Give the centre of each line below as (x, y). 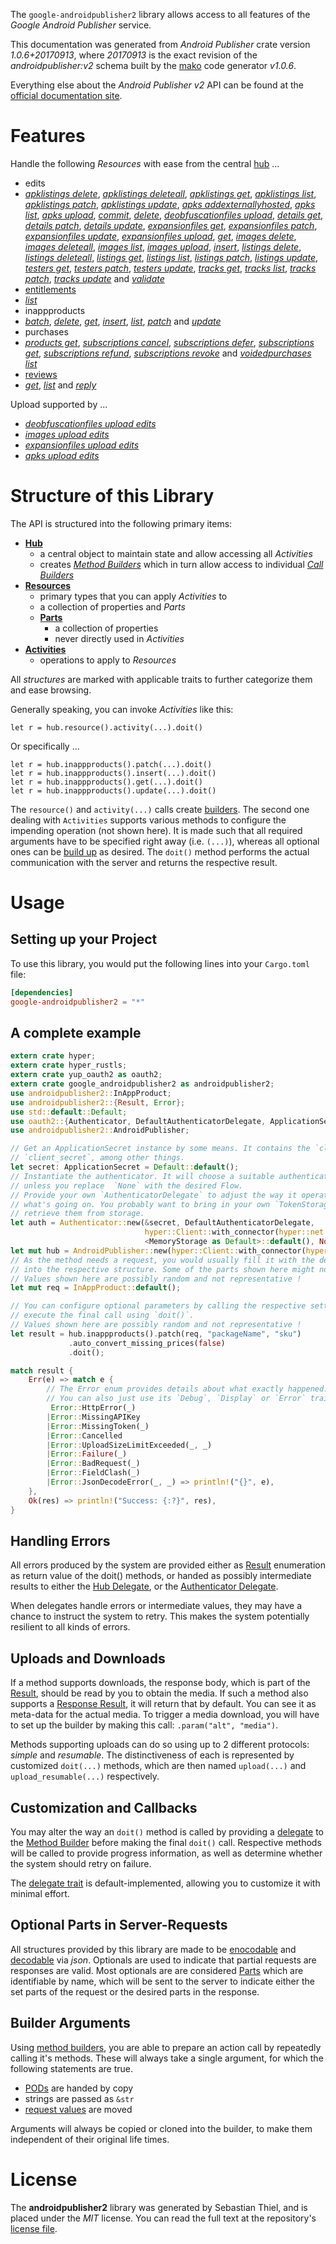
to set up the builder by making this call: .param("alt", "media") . (144, 1725)
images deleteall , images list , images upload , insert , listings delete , (163, 246)
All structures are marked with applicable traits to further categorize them (161, 679)
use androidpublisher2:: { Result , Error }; (98, 1102)
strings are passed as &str (79, 2098)
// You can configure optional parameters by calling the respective (158, 1306)
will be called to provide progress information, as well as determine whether (166, 1853)
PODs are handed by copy (79, 2088)
